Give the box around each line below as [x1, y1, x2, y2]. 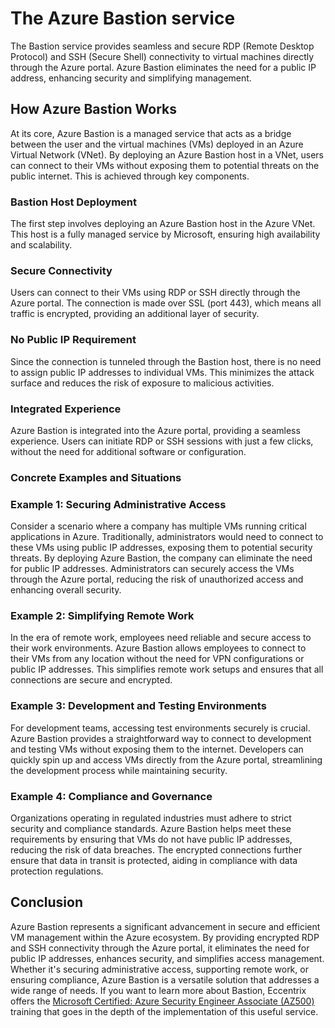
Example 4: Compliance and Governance [10, 789, 213, 803]
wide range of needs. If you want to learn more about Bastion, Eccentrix [10, 984, 307, 996]
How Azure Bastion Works [10, 101, 178, 118]
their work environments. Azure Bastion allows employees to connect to [10, 642, 307, 654]
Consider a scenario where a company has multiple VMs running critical [10, 520, 307, 532]
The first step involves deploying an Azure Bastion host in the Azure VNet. [10, 218, 316, 230]
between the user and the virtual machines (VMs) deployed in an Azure [10, 138, 304, 150]
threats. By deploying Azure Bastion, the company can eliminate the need [10, 552, 313, 564]
